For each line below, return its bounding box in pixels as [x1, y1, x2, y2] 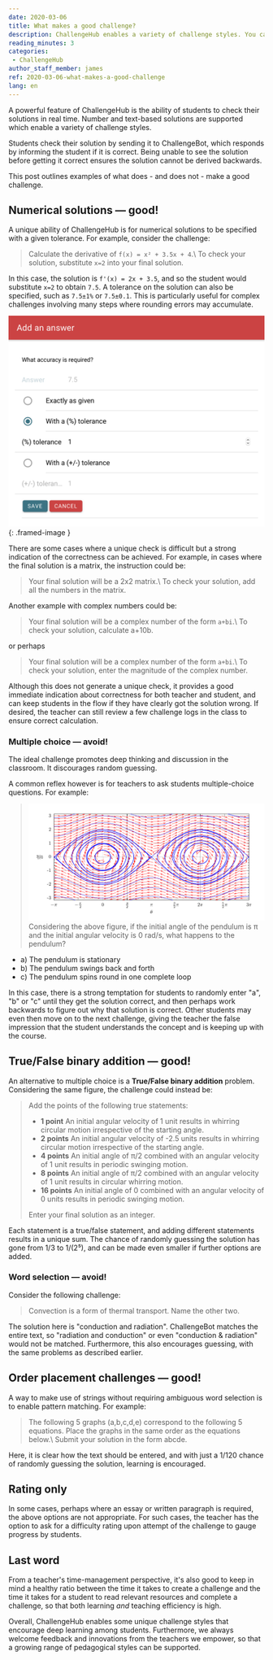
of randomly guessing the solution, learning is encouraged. [8, 1458, 206, 1468]
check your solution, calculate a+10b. [28, 625, 154, 634]
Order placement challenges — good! [8, 1371, 201, 1385]
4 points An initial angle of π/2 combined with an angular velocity [40, 1151, 260, 1161]
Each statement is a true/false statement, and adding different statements [8, 1225, 254, 1235]
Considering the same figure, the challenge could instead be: [8, 1084, 213, 1094]
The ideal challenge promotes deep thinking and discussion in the [8, 755, 229, 765]
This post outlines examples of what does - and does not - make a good [8, 171, 250, 181]
